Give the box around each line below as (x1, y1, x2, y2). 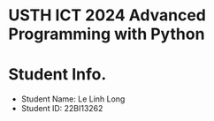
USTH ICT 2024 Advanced (8, 5, 207, 26)
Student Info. (8, 64, 107, 85)
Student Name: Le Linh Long (20, 94, 126, 104)
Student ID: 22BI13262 (20, 103, 103, 114)
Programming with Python (8, 24, 205, 44)
